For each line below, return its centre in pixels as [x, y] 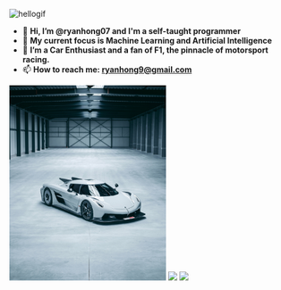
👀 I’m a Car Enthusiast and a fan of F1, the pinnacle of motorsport [145, 50]
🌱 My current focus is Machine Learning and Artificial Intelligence [147, 41]
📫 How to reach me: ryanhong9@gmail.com [107, 70]
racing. [36, 59]
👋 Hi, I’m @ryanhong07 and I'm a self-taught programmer [132, 31]
